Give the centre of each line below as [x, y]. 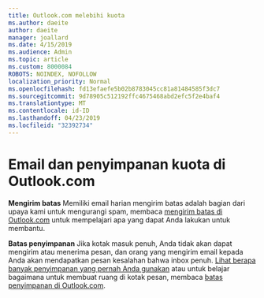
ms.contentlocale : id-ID [49, 111]
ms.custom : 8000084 [40, 67]
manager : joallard [38, 37]
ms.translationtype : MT [47, 103]
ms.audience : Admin [40, 52]
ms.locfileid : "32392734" [50, 125]
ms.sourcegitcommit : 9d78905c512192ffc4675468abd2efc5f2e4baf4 [114, 96]
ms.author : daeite [38, 23]
